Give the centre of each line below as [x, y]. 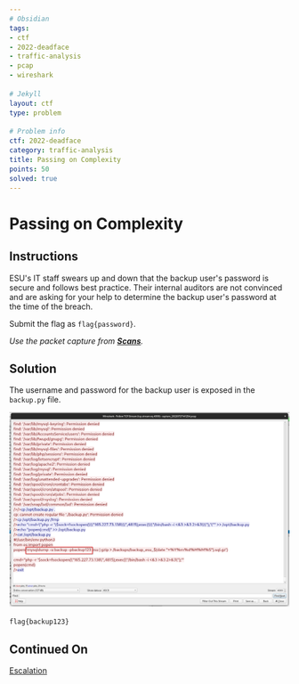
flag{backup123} [39, 622]
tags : [19, 28]
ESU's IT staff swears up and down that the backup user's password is [139, 278]
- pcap [21, 66]
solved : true [33, 178]
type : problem [36, 113]
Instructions [44, 257]
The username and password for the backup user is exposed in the [132, 390]
